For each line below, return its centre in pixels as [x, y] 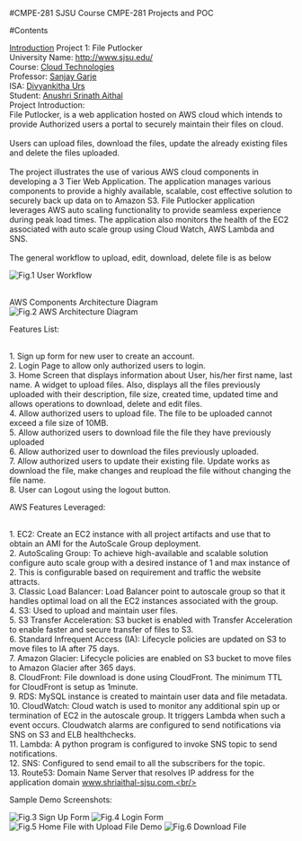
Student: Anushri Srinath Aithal [66, 95]
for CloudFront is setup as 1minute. [74, 687]
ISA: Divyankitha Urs [47, 86]
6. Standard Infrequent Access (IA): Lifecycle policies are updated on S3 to [148, 639]
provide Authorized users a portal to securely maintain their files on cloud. [147, 124]
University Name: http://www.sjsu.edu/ [81, 57]
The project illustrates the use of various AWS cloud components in [134, 172]
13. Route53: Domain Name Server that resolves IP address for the [132, 773]
